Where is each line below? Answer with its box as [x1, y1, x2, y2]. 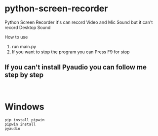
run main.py [11, 43, 37, 49]
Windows [4, 101, 44, 112]
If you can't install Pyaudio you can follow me [4, 63, 147, 71]
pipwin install [4, 122, 36, 127]
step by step [4, 71, 44, 79]
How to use [4, 34, 28, 40]
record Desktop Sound [4, 24, 51, 30]
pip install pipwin [4, 117, 45, 122]
